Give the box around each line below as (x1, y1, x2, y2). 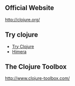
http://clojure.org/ (5, 16, 40, 22)
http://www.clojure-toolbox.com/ (5, 75, 70, 81)
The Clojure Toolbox (5, 63, 67, 71)
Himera (12, 48, 27, 55)
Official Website (5, 4, 54, 12)
